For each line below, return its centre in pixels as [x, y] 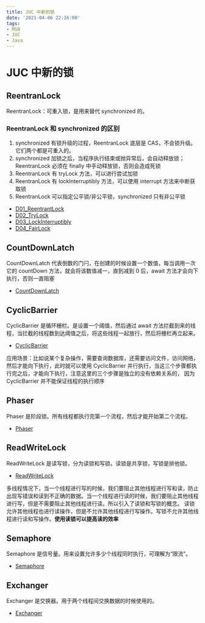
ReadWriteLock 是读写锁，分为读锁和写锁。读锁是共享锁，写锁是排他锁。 [99, 463]
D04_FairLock [33, 228]
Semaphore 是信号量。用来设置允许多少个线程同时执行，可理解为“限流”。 [99, 554]
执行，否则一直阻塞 [31, 279]
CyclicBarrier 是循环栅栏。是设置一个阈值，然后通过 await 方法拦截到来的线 [101, 325]
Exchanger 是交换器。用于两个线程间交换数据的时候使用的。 [82, 601]
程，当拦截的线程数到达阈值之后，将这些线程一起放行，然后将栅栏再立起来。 [103, 333]
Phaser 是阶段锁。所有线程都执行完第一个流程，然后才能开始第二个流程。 [99, 416]
